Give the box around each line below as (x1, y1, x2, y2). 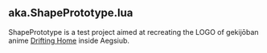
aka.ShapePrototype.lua (8, 6, 133, 20)
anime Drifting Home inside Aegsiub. (8, 36, 130, 45)
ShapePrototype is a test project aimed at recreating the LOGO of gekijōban (8, 27, 259, 36)
